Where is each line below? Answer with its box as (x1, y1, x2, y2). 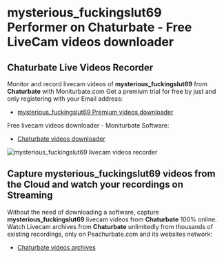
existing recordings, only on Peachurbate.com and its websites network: (7, 230, 212, 238)
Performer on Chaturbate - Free (7, 19, 192, 35)
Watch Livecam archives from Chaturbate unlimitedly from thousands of (7, 222, 214, 230)
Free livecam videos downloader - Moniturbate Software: (7, 121, 170, 129)
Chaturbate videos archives (17, 243, 96, 251)
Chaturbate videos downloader (17, 135, 105, 143)
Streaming (7, 190, 53, 201)
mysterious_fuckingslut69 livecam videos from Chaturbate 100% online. (7, 215, 217, 224)
